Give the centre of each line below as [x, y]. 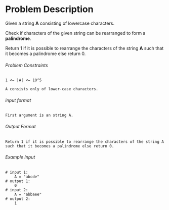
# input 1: [17, 172]
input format [18, 100]
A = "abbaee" [28, 194]
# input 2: [17, 190]
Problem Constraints [27, 65]
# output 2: [18, 199]
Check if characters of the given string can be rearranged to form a [75, 33]
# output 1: [18, 181]
